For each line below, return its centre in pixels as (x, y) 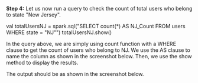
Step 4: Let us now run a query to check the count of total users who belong (99, 9)
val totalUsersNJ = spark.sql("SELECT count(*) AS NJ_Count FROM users (96, 26)
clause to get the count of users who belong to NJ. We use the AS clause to (98, 50)
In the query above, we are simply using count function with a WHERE (91, 44)
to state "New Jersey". (33, 15)
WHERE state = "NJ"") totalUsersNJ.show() (59, 32)
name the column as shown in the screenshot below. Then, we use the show (99, 56)
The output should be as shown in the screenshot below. (75, 74)
